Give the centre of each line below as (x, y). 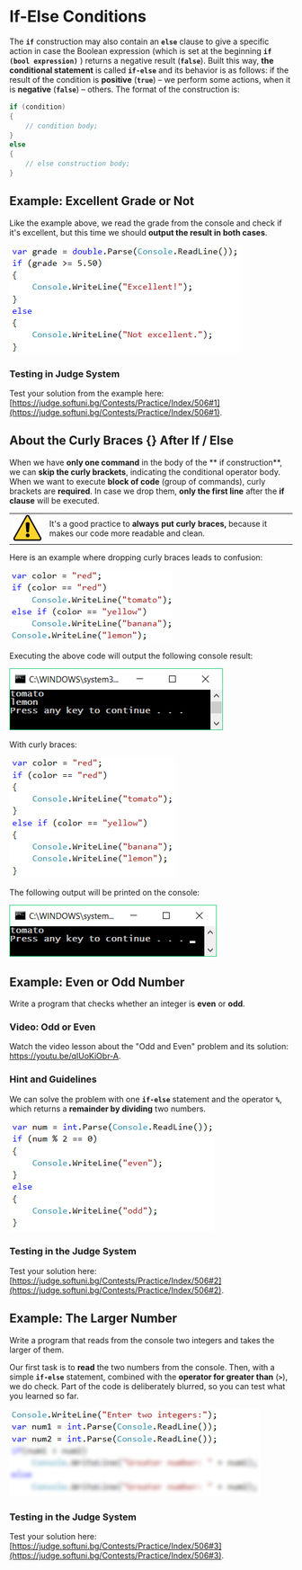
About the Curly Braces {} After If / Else (122, 441)
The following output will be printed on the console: (105, 893)
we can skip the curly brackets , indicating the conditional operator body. (145, 472)
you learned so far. (44, 1396)
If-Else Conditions (78, 17)
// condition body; (62, 126)
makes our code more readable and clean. (127, 533)
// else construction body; (78, 164)
